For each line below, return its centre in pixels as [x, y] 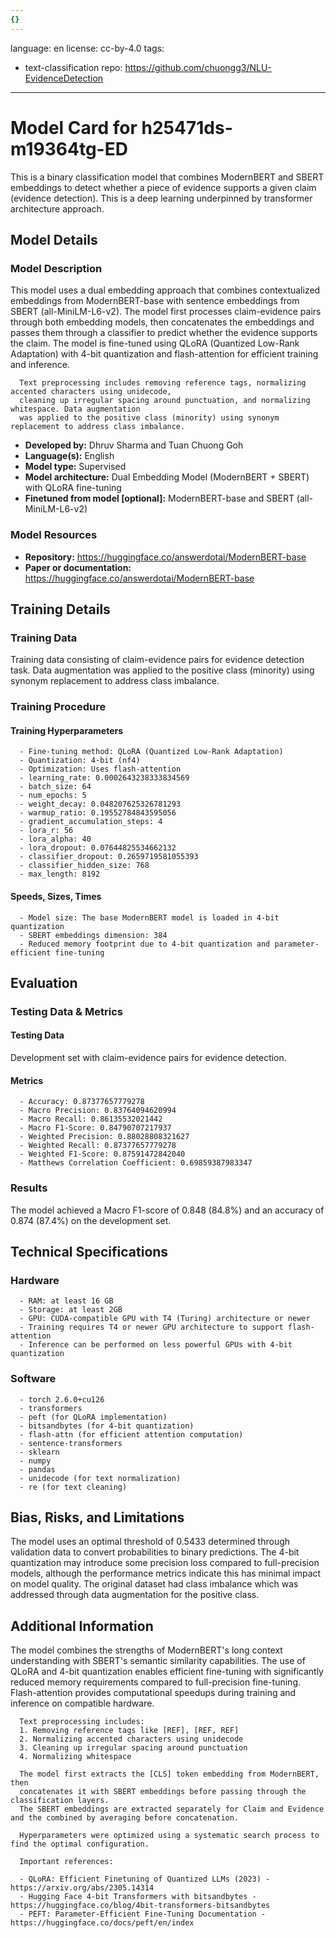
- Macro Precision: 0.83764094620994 [98, 1111]
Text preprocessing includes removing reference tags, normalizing [163, 383]
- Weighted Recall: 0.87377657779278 [98, 1146]
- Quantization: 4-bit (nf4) [80, 761]
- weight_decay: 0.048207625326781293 [100, 804]
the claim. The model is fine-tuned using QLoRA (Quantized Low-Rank [155, 343]
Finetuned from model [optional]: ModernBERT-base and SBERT [159, 498]
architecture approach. [57, 208]
